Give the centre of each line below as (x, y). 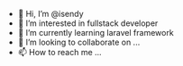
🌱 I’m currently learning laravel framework (96, 33)
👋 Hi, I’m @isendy (50, 14)
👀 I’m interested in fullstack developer (88, 23)
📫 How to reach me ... (59, 52)
